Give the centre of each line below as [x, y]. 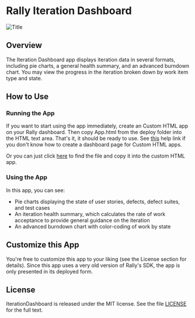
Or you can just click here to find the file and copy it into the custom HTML [96, 156]
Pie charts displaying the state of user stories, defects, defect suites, [97, 201]
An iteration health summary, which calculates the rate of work [90, 214]
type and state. [24, 78]
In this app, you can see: [36, 190]
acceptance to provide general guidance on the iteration [82, 220]
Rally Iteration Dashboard [69, 11]
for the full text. [25, 310]
